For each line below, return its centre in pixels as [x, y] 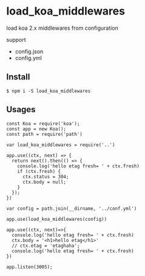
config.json [29, 51]
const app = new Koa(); [36, 129]
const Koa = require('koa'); [43, 123]
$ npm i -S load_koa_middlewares [49, 91]
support [16, 39]
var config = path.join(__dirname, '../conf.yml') [72, 208]
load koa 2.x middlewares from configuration [62, 28]
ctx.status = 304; [46, 177]
